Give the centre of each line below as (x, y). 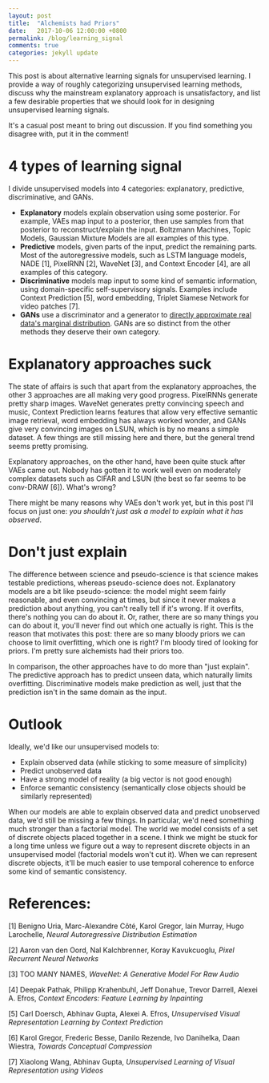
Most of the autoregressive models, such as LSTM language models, (133, 255)
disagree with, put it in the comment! (69, 134)
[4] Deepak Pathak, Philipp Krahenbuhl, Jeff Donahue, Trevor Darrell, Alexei (133, 989)
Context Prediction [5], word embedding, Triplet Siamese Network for (134, 297)
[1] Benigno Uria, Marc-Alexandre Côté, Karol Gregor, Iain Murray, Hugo (126, 926)
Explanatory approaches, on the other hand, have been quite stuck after (127, 461)
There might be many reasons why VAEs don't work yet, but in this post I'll (131, 503)
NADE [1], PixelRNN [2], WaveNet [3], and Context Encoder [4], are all (135, 263)
